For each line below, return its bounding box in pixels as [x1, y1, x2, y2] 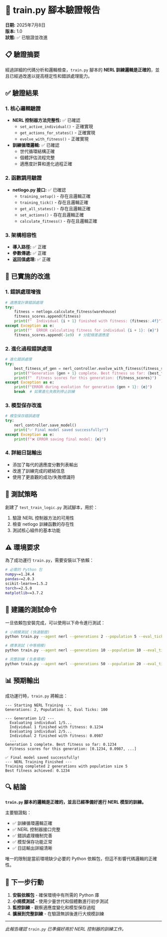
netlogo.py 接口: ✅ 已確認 [12, 187, 66, 193]
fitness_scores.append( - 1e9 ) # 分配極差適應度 [14, 332, 109, 338]
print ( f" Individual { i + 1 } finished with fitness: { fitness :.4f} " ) [14, 319, 164, 324]
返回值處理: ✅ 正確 [12, 256, 51, 262]
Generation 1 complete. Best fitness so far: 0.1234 [5, 742, 117, 747]
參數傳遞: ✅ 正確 [12, 250, 47, 256]
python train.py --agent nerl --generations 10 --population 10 [5, 648, 141, 653]
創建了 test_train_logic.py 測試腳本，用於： [5, 504, 98, 510]
